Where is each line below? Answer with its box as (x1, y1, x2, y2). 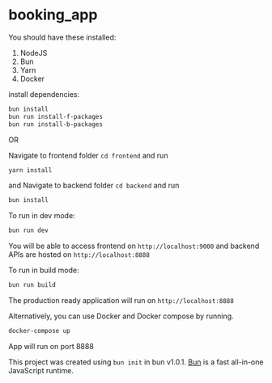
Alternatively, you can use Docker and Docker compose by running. (8, 311, 234, 321)
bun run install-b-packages (8, 120, 104, 128)
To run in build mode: (8, 265, 79, 276)
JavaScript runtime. (8, 365, 74, 375)
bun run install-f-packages (8, 112, 104, 120)
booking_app (8, 6, 98, 24)
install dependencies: (8, 89, 79, 99)
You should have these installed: (8, 32, 117, 42)
